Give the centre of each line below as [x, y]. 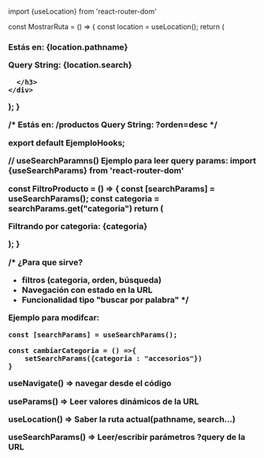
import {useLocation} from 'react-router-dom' [83, 11]
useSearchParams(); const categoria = [84, 198]
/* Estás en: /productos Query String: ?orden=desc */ [113, 125]
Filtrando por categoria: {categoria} [78, 226]
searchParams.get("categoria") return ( [86, 208]
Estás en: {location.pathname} [68, 47]
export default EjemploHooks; [67, 143]
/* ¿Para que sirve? [46, 262]
